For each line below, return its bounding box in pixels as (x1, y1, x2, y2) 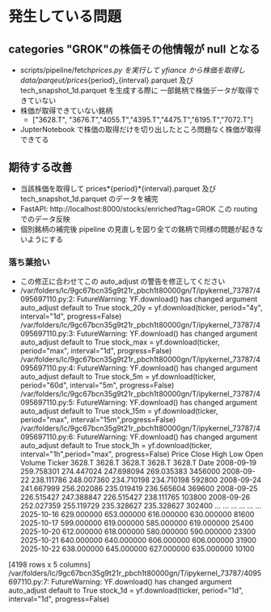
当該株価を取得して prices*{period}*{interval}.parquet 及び (19, 183, 217, 193)
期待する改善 (8, 160, 73, 174)
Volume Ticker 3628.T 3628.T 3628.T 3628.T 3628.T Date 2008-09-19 (19, 458, 257, 468)
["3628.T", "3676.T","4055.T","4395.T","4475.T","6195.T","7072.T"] (32, 115, 253, 124)
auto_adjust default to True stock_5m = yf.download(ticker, (19, 372, 216, 382)
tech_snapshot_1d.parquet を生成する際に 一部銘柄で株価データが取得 (19, 86, 253, 95)
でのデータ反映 (19, 214, 70, 224)
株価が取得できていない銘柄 (19, 106, 113, 115)
